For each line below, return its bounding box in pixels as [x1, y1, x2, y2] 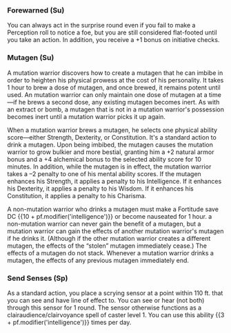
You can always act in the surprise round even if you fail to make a [7, 21, 196, 30]
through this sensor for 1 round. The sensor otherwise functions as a [7, 303, 202, 312]
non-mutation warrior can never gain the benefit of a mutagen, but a [7, 219, 201, 228]
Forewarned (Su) [7, 6, 65, 15]
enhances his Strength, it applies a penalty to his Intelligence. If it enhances [7, 177, 222, 185]
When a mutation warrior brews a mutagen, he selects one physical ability [7, 126, 218, 134]
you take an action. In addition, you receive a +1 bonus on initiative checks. [7, 36, 220, 44]
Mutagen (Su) [7, 53, 54, 63]
